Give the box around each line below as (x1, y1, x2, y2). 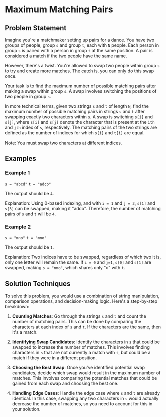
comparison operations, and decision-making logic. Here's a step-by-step (5, 298, 158, 304)
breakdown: (5, 303, 30, 309)
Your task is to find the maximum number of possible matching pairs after (5, 83, 156, 89)
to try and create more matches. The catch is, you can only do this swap (5, 68, 154, 74)
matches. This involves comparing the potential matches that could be (12, 375, 157, 381)
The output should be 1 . (5, 244, 54, 250)
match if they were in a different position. (12, 355, 97, 361)
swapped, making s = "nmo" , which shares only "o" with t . (5, 264, 126, 270)
